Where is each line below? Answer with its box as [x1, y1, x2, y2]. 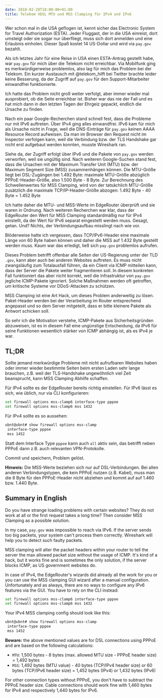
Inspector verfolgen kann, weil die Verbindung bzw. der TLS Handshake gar [5, 136, 157, 142]
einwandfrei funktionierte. [5, 81, 57, 87]
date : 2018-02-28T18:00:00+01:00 [5, 7, 73, 12]
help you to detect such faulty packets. [5, 537, 84, 543]
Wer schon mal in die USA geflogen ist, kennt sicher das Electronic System [5, 25, 155, 31]
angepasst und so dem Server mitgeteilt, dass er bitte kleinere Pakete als [5, 303, 152, 309]
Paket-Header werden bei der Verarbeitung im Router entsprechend [5, 298, 141, 303]
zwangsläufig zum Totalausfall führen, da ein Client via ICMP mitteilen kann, [5, 262, 157, 268]
